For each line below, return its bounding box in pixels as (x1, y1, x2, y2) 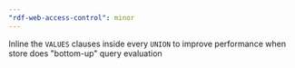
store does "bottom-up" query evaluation (8, 47, 162, 59)
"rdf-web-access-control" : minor (8, 13, 135, 23)
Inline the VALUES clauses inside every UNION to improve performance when (8, 38, 287, 49)
